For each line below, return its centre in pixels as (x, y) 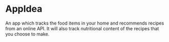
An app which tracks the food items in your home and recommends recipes (85, 23)
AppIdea (24, 9)
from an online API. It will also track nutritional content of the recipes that (82, 28)
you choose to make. (27, 34)
